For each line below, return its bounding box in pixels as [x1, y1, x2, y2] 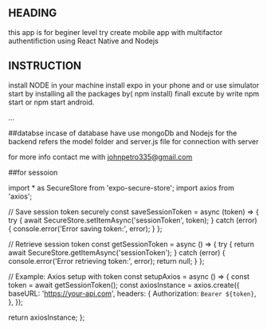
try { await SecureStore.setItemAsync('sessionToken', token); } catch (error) [8, 215, 257, 225]
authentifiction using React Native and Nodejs [8, 36, 159, 45]
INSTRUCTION [8, 59, 82, 73]
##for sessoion [8, 167, 58, 177]
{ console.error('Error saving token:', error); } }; [8, 223, 163, 234]
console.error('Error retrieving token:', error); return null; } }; [8, 256, 205, 265]
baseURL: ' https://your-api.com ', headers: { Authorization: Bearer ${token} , [8, 289, 257, 298]
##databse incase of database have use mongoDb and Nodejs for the [8, 128, 238, 138]
